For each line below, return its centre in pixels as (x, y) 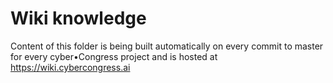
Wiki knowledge (78, 18)
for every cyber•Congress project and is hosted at (114, 56)
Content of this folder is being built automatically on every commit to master (167, 46)
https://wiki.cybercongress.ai (70, 67)
